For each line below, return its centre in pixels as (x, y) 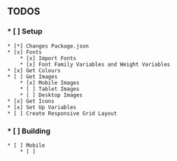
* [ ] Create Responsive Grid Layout (62, 113)
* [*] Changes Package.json (48, 46)
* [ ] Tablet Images (50, 89)
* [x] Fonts (24, 52)
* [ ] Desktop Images (51, 95)
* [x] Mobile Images (50, 83)
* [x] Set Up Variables (42, 107)
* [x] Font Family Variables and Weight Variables (95, 64)
